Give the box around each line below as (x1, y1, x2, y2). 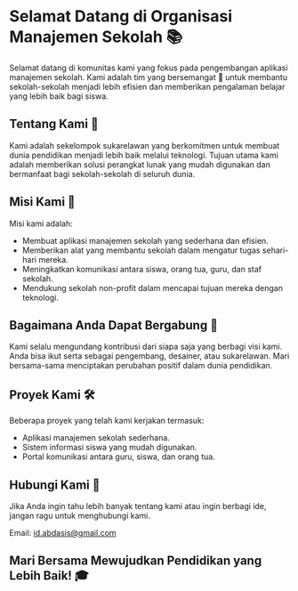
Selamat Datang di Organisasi (9, 6, 233, 27)
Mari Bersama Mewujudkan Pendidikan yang (9, 554, 262, 569)
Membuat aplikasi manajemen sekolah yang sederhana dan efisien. (21, 235, 269, 246)
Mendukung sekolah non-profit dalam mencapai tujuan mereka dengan (21, 282, 283, 293)
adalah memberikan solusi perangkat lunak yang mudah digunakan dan (9, 158, 271, 170)
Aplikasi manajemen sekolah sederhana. (21, 433, 171, 443)
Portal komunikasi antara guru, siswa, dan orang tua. (21, 451, 215, 462)
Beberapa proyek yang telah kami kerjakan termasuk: (9, 416, 205, 426)
